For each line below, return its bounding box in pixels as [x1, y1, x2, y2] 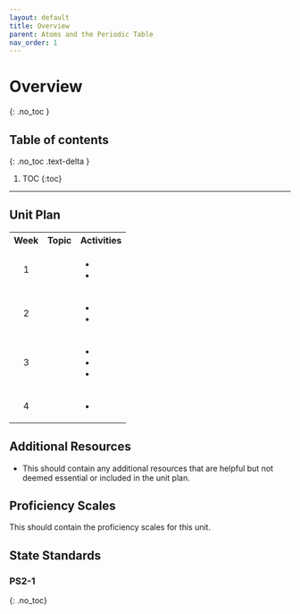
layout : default [9, 13, 70, 22]
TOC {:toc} [21, 174, 62, 183]
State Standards [9, 548, 101, 563]
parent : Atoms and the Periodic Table [9, 30, 154, 38]
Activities [79, 234, 122, 246]
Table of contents [9, 132, 109, 148]
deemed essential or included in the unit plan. [21, 472, 190, 483]
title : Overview [9, 21, 70, 30]
